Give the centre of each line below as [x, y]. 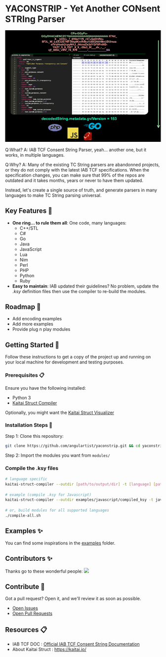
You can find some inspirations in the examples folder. [60, 543]
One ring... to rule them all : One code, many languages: [69, 223]
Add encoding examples [37, 319]
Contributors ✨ [29, 559]
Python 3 [21, 398]
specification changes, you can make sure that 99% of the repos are [75, 175]
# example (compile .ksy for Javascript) [48, 495]
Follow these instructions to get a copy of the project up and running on [78, 357]
